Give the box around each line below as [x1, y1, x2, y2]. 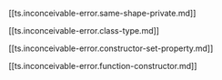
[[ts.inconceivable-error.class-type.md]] [8, 25, 160, 35]
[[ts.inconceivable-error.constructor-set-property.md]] [8, 43, 214, 54]
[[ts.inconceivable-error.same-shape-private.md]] [8, 8, 197, 18]
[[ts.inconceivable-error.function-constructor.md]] [8, 61, 197, 71]
